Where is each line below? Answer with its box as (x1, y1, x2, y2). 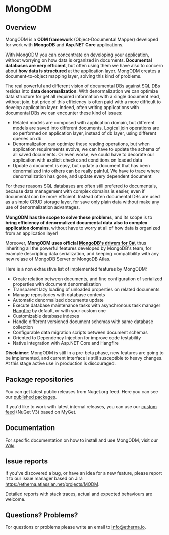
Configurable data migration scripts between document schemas (12, 329, 148, 335)
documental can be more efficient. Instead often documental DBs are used (5, 194, 160, 199)
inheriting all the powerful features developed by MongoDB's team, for (5, 245, 152, 251)
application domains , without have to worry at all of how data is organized (5, 225, 160, 231)
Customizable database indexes (12, 313, 79, 319)
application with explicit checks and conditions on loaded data (12, 157, 142, 163)
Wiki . (5, 442, 16, 448)
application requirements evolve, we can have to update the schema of (12, 146, 160, 152)
